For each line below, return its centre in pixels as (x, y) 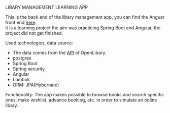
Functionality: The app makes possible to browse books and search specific (85, 95)
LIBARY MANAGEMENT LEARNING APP (46, 7)
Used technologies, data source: (39, 43)
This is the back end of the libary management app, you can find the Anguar (85, 17)
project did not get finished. (34, 33)
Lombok (21, 79)
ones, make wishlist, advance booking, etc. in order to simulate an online (81, 100)
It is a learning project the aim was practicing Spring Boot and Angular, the (83, 28)
